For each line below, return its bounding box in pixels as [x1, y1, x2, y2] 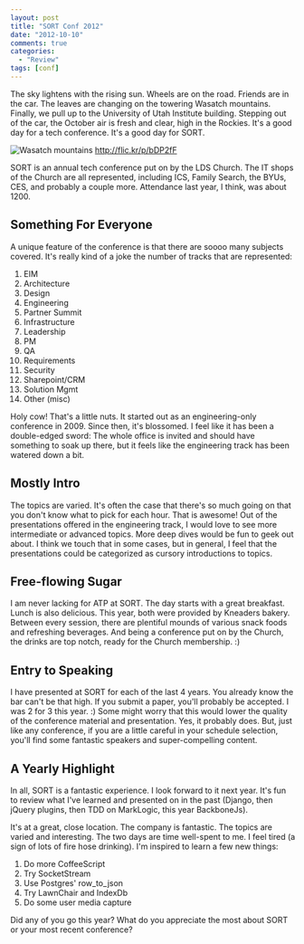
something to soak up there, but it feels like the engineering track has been [10, 440, 290, 451]
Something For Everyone [10, 217, 153, 233]
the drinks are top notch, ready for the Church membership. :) [10, 636, 241, 647]
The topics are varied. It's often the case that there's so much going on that [10, 500, 292, 510]
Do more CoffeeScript [23, 858, 106, 869]
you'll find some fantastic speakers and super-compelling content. [10, 735, 258, 746]
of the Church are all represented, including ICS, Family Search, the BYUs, [10, 171, 287, 182]
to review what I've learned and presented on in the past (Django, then [10, 794, 273, 806]
